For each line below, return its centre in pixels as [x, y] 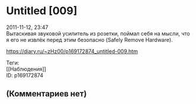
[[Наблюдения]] [26, 69]
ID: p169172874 [25, 75]
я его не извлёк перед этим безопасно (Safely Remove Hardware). [89, 40]
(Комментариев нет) [46, 94]
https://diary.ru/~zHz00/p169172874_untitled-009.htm [72, 51]
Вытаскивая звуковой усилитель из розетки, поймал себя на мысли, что [98, 33]
